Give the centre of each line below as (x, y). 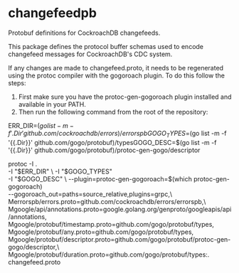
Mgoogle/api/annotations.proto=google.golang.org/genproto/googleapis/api (120, 209)
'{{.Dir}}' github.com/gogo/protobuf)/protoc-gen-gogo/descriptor (104, 150)
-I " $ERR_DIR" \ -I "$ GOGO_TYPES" (60, 171)
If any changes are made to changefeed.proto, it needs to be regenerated (116, 68)
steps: (17, 82)
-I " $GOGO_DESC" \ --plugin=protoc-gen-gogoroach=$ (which (100, 178)
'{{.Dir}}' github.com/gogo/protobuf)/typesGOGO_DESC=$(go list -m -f (112, 142)
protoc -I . (23, 164)
